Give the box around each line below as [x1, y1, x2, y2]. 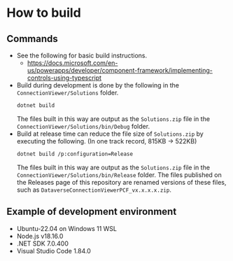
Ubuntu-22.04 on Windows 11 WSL [16, 224, 117, 232]
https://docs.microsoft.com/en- [27, 59, 118, 67]
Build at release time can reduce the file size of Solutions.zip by [16, 129, 204, 138]
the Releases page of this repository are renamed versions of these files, [16, 178, 227, 186]
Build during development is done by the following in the [16, 81, 180, 89]
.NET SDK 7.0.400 [16, 239, 69, 248]
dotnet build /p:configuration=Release [16, 150, 134, 157]
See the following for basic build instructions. [16, 51, 148, 59]
